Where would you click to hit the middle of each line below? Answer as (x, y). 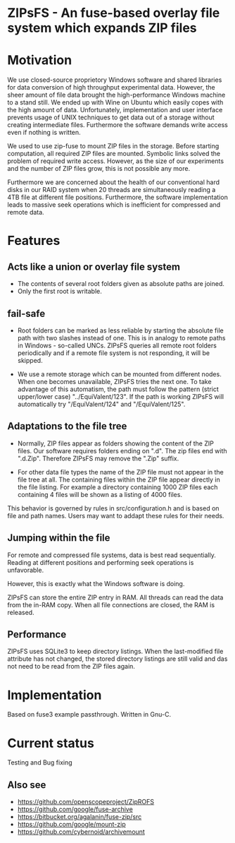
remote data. (26, 213)
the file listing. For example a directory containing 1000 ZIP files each (118, 487)
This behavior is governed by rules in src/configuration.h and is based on (113, 508)
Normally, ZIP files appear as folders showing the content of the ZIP (116, 443)
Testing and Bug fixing (40, 763)
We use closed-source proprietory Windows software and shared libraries (115, 80)
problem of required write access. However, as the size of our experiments (115, 161)
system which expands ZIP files (102, 28)
